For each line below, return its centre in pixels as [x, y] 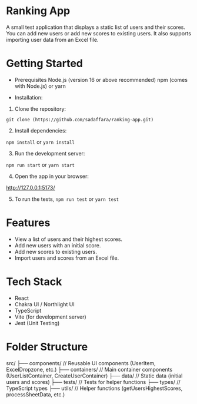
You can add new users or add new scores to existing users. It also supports [98, 33]
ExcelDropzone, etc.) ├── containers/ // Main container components [89, 369]
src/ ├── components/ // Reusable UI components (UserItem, [81, 363]
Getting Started [45, 64]
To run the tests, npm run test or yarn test [67, 199]
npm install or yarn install [41, 142]
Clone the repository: [40, 109]
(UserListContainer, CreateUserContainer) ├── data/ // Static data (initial [94, 376]
